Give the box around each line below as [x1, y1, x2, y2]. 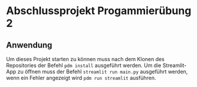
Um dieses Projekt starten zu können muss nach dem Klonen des [6, 56, 165, 62]
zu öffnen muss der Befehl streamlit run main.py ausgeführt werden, [17, 68, 188, 75]
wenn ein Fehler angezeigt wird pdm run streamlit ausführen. [6, 75, 156, 81]
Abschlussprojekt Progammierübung [6, 4, 192, 18]
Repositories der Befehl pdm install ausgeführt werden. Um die [6, 62, 162, 69]
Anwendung [6, 40, 52, 50]
